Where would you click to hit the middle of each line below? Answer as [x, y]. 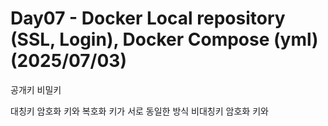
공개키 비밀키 [36, 89]
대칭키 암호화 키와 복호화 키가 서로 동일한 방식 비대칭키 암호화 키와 [139, 111]
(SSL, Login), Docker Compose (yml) [164, 39]
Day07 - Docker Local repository [148, 18]
